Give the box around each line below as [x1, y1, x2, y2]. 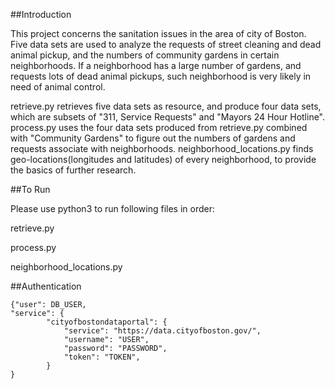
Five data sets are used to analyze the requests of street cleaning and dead [10, 39, 322, 50]
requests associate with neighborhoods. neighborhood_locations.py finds [10, 143, 314, 154]
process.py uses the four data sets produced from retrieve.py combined [10, 122, 308, 133]
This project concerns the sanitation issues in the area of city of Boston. [10, 28, 307, 39]
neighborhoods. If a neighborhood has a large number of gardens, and [10, 60, 302, 71]
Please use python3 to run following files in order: [10, 203, 216, 214]
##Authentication [10, 280, 82, 292]
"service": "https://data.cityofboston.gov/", [63, 326, 262, 336]
